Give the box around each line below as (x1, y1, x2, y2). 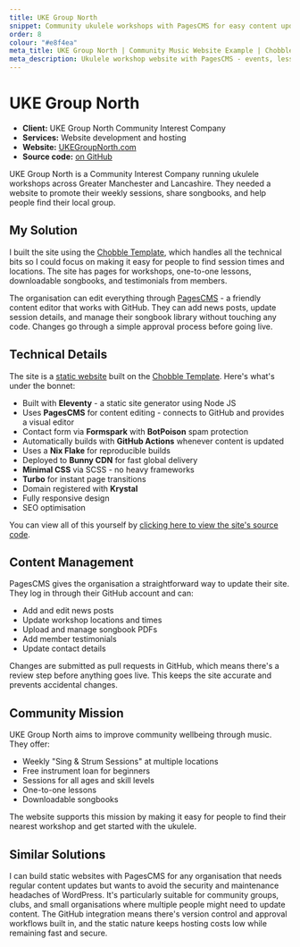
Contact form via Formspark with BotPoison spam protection (21, 426, 249, 436)
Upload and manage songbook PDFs (21, 624, 158, 635)
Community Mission (9, 706, 124, 721)
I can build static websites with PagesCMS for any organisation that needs (9, 871, 283, 881)
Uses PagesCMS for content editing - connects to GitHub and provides (21, 407, 285, 418)
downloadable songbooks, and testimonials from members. (9, 275, 228, 286)
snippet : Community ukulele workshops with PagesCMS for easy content (9, 21, 278, 30)
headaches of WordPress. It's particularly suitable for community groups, (9, 890, 279, 900)
